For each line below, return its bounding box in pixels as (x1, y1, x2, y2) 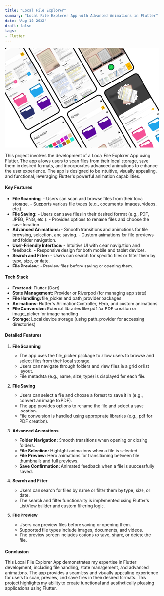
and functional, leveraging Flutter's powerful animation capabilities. (5, 173, 141, 179)
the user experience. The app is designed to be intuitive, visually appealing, (5, 168, 157, 174)
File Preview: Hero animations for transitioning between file (19, 452, 140, 458)
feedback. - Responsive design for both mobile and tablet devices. (12, 247, 146, 253)
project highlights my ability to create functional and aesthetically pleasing (5, 580, 155, 586)
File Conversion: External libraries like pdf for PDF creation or (12, 306, 137, 311)
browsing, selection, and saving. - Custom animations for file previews (12, 232, 154, 238)
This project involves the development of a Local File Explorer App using (5, 153, 151, 159)
